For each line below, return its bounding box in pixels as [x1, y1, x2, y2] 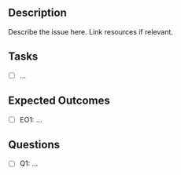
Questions [8, 137, 61, 151]
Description [8, 6, 67, 20]
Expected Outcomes [8, 94, 110, 108]
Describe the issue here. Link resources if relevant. [8, 27, 173, 36]
